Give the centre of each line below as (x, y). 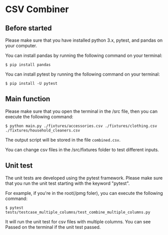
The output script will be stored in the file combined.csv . (63, 140)
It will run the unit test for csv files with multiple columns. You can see (78, 221)
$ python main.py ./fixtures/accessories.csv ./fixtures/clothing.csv (81, 126)
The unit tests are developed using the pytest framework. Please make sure (84, 178)
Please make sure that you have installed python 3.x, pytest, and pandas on (84, 40)
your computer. (21, 46)
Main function (28, 99)
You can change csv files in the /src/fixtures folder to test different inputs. (82, 149)
